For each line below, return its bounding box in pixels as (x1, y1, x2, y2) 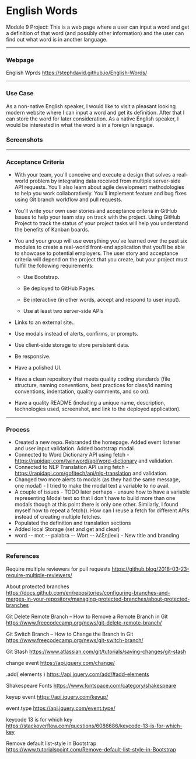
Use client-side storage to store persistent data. (14, 341, 129, 349)
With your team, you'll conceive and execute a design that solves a (14, 171, 176, 178)
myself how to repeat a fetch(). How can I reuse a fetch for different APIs (14, 507, 190, 514)
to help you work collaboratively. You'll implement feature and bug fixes (14, 190, 187, 197)
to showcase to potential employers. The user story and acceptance (14, 250, 178, 257)
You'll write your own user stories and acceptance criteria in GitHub (14, 208, 177, 215)
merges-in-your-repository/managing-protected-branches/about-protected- (6, 595, 190, 602)
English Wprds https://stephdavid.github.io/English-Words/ (6, 69, 148, 77)
